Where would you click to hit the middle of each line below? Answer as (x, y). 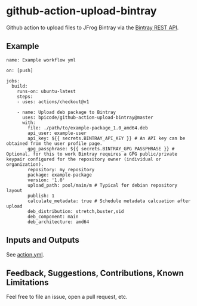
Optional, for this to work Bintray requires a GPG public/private (92, 154)
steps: (25, 97)
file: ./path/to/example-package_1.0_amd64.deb (88, 128)
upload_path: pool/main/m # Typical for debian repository (103, 185)
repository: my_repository (61, 169)
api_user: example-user (57, 133)
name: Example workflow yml (41, 60)
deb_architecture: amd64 (59, 222)
